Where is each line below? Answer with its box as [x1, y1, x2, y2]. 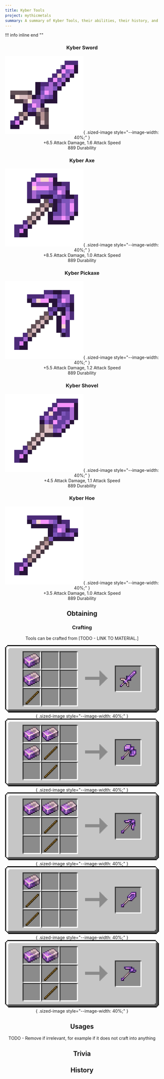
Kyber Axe [69, 157, 95, 163]
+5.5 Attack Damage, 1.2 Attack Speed [43, 365, 121, 371]
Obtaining [66, 610, 98, 618]
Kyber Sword [66, 44, 98, 51]
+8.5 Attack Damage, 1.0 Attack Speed [43, 252, 121, 258]
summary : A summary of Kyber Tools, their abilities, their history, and [5, 18, 159, 23]
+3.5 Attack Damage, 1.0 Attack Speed [43, 590, 121, 596]
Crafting [72, 624, 92, 631]
